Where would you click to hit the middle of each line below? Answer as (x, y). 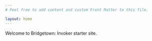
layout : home (19, 19)
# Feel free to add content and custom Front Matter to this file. (77, 10)
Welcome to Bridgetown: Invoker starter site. (51, 33)
